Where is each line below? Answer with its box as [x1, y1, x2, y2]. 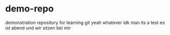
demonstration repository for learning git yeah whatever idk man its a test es [5, 19, 165, 25]
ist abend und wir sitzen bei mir [5, 24, 71, 30]
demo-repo [5, 3, 54, 14]
